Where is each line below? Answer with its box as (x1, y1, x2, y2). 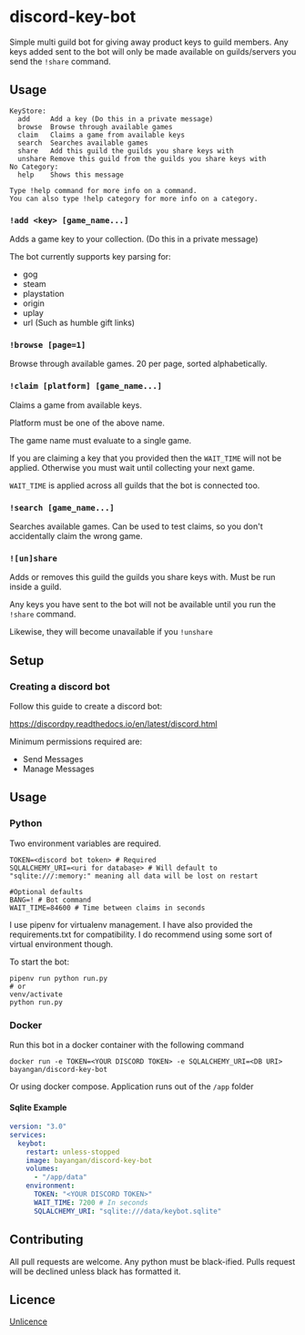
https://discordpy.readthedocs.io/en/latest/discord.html (9, 718, 218, 729)
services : (9, 1130, 47, 1139)
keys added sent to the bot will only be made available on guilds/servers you (9, 46, 297, 56)
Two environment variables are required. (9, 838, 162, 849)
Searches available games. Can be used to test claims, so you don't (9, 521, 264, 532)
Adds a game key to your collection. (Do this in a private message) (9, 234, 259, 245)
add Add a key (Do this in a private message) (17, 114, 214, 124)
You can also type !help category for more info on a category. (9, 194, 259, 203)
